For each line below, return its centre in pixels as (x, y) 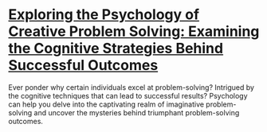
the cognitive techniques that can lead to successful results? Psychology (128, 95)
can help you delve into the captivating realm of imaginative (106, 104)
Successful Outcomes (83, 66)
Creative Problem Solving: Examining (134, 31)
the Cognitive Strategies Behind (116, 49)
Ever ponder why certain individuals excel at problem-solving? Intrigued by (132, 87)
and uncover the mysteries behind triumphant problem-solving (137, 112)
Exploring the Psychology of (104, 15)
